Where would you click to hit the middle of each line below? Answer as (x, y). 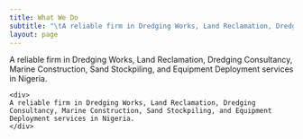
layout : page (34, 34)
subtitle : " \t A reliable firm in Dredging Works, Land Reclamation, (141, 26)
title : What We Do (44, 17)
